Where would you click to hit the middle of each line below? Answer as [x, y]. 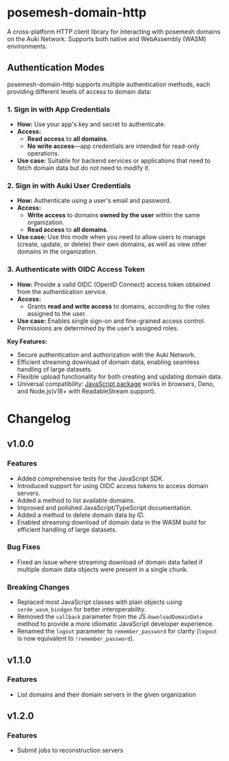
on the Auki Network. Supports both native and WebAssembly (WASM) [107, 38]
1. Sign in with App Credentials [59, 109]
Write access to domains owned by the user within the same [113, 215]
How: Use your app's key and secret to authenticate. [91, 124]
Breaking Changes [39, 587]
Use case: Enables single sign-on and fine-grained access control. [111, 321]
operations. [43, 154]
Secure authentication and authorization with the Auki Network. [106, 354]
